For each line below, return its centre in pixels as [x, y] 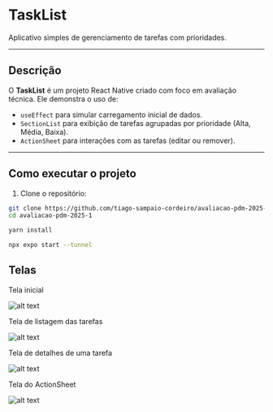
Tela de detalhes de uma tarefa [60, 353]
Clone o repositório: [53, 193]
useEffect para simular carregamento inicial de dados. [111, 115]
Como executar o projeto [72, 173]
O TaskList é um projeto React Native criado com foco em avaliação [123, 90]
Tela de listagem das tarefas [56, 321]
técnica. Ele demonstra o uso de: [63, 98]
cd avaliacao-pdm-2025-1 [50, 216]
